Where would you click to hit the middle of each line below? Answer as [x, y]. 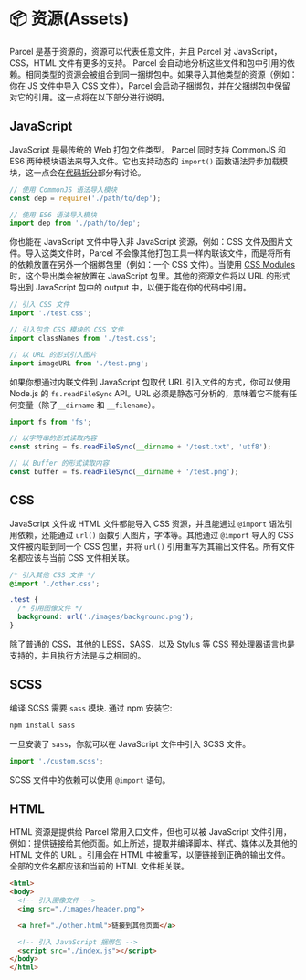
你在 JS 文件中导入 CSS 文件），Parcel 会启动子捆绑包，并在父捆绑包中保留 [150, 85]
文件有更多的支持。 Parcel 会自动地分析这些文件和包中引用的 [173, 63]
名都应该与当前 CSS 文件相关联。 [72, 557]
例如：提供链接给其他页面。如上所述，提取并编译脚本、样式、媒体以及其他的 [153, 843]
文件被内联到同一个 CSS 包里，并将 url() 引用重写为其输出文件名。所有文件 [152, 546]
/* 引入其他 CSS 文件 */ [53, 575]
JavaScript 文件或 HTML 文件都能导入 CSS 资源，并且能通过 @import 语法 [148, 523]
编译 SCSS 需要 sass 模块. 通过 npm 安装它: [91, 708]
